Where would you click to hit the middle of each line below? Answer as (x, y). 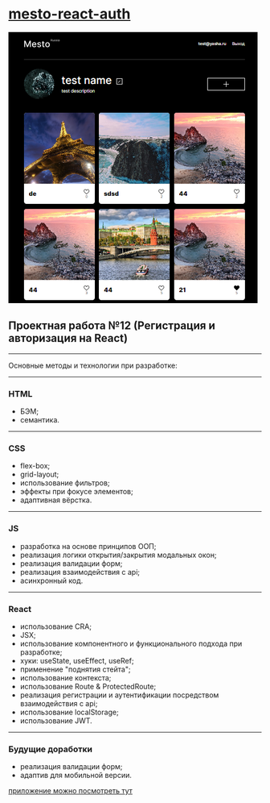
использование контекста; (65, 677)
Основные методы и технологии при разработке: (93, 365)
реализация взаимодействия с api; (80, 572)
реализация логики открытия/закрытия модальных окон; (118, 555)
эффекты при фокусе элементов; (77, 492)
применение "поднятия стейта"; (75, 669)
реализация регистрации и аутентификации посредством (119, 695)
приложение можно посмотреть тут (70, 791)
